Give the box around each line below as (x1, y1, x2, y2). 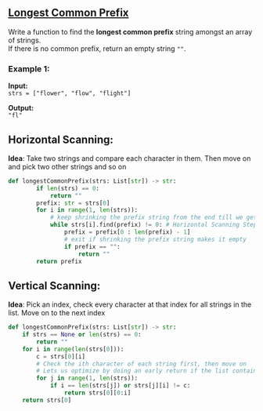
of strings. (8, 35, 41, 45)
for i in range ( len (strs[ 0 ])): (22, 345, 124, 353)
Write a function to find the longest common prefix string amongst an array (8, 27, 253, 36)
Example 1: (8, 63, 50, 74)
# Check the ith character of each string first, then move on (36, 360, 247, 368)
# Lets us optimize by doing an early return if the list (36, 367, 229, 375)
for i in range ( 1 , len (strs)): (36, 206, 139, 214)
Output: (8, 104, 34, 113)
